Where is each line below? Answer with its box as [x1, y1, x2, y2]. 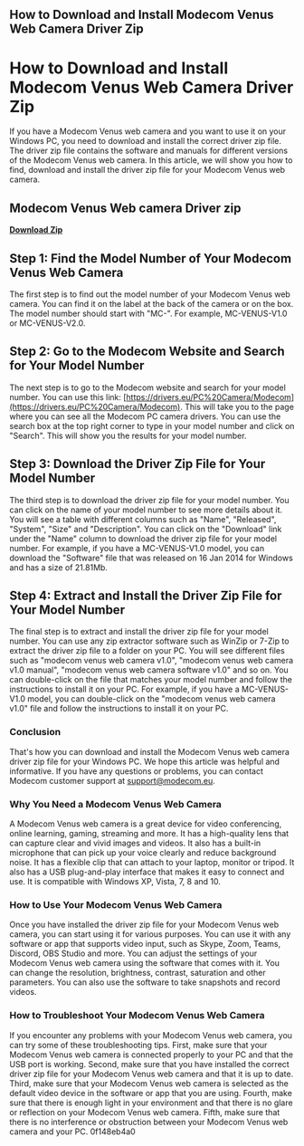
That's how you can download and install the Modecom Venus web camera [9, 746, 290, 757]
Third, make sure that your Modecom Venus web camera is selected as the [9, 1077, 290, 1089]
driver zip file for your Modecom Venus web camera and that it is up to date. [9, 1068, 294, 1079]
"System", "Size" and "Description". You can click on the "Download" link [9, 523, 282, 534]
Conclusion [9, 726, 62, 739]
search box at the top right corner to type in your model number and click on [9, 420, 295, 431]
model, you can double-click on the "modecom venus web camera [26, 693, 276, 704]
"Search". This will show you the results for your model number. [9, 430, 247, 441]
